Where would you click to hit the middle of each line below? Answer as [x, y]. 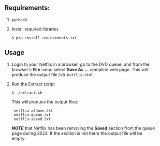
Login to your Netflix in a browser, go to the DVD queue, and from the [80, 64]
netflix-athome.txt [33, 111]
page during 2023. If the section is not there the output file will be [77, 133]
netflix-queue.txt [32, 115]
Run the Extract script [33, 84]
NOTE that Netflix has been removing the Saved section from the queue [83, 128]
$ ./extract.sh [27, 93]
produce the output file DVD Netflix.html [52, 74]
